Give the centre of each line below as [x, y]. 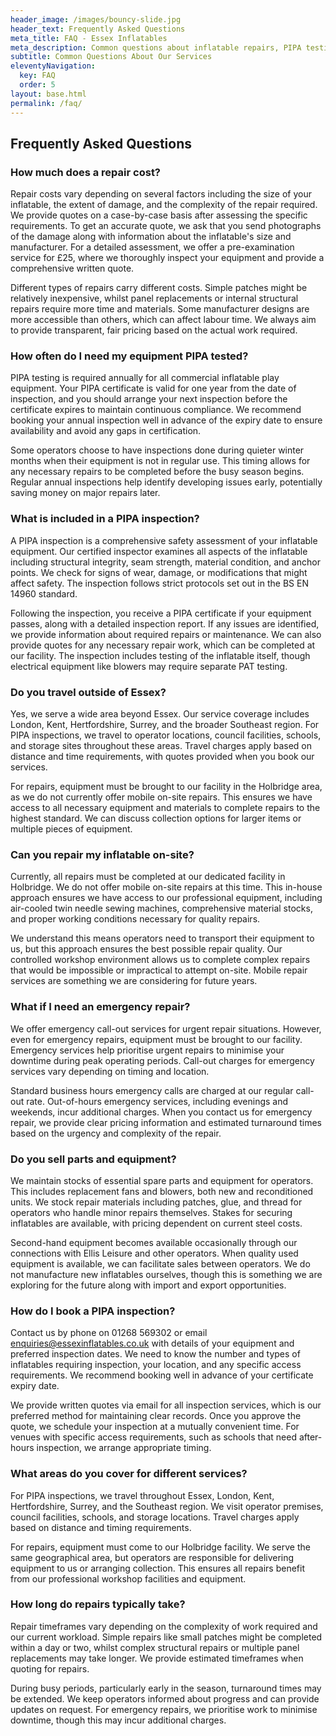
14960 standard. [44, 593]
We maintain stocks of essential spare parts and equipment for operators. [162, 1180]
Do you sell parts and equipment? [93, 1159]
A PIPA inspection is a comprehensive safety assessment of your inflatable [164, 540]
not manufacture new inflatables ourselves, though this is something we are [166, 1274]
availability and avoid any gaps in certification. [106, 431]
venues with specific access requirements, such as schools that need [153, 1437]
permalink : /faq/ [46, 103]
